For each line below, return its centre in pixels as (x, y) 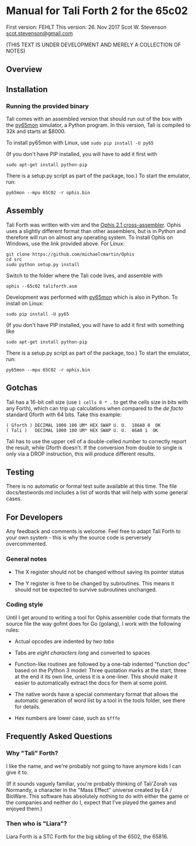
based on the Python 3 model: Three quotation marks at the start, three (100, 670)
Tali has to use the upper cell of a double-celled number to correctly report (96, 441)
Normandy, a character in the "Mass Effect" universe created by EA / (89, 790)
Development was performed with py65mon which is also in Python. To (92, 297)
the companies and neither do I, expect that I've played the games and (91, 802)
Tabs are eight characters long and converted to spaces (82, 652)
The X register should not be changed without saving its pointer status (99, 572)
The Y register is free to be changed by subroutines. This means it (94, 583)
